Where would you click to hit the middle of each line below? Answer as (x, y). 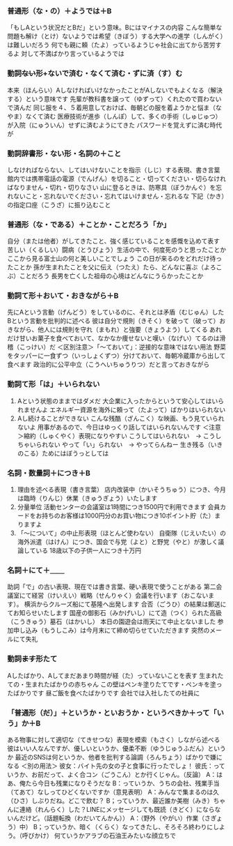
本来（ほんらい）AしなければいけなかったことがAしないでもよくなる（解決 (115, 90)
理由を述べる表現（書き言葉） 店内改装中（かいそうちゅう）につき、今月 (121, 490)
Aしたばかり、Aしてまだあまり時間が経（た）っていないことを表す (103, 675)
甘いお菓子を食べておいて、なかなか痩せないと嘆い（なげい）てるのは (119, 338)
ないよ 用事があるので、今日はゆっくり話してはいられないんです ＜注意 (119, 427)
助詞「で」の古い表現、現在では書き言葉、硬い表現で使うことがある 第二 (112, 587)
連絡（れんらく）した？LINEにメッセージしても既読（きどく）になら (117, 809)
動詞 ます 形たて (32, 659)
